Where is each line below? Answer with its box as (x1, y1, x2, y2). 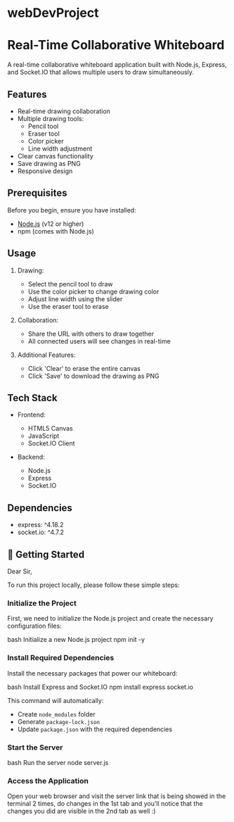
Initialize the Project (7, 598, 77, 608)
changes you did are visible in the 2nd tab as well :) (7, 807, 156, 816)
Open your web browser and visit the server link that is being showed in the (7, 792, 226, 800)
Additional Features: (17, 350, 76, 359)
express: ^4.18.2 (17, 521, 64, 529)
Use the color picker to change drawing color (27, 287, 160, 296)
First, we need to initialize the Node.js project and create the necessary (7, 614, 214, 623)
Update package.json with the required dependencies (17, 725, 173, 733)
